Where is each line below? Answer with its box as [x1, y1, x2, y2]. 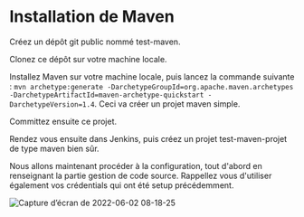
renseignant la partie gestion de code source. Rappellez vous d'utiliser [9, 170, 272, 181]
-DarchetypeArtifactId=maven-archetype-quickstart [9, 90, 204, 99]
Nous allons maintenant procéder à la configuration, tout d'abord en [9, 160, 262, 171]
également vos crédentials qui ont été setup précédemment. [9, 179, 234, 191]
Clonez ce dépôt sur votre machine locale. [9, 53, 167, 64]
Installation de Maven [9, 6, 175, 27]
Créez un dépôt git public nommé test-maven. [9, 36, 181, 47]
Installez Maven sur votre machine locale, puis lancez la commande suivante [9, 71, 295, 82]
